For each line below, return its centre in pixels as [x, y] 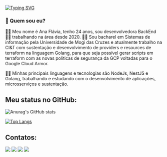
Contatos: [21, 137]
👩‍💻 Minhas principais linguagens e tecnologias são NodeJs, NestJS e [77, 73]
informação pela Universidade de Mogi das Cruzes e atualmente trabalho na [84, 42]
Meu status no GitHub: [41, 100]
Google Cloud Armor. [27, 64]
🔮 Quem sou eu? [25, 21]
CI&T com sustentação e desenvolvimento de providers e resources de [78, 48]
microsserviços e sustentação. [37, 84]
